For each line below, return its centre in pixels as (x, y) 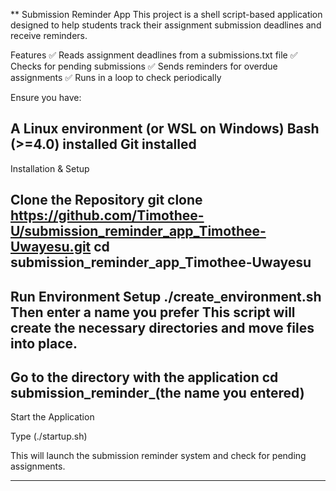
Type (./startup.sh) (49, 436)
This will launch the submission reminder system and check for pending (158, 456)
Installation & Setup (50, 168)
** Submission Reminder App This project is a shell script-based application (166, 14)
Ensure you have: (46, 97)
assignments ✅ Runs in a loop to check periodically (116, 77)
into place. (44, 343)
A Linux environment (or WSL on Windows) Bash (165, 129)
